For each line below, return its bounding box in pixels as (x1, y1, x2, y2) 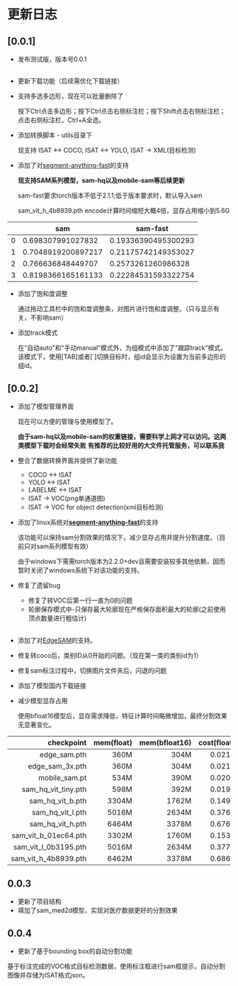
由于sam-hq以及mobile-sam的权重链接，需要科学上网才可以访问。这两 (17, 433, 227, 441)
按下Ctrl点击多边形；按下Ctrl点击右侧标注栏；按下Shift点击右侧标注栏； (17, 107, 227, 116)
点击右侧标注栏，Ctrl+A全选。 (17, 116, 105, 124)
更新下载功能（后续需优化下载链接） (17, 77, 124, 85)
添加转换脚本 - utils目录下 (17, 131, 93, 139)
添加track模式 (17, 328, 58, 337)
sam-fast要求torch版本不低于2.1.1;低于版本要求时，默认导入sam (17, 191, 203, 200)
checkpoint (47, 737, 87, 747)
